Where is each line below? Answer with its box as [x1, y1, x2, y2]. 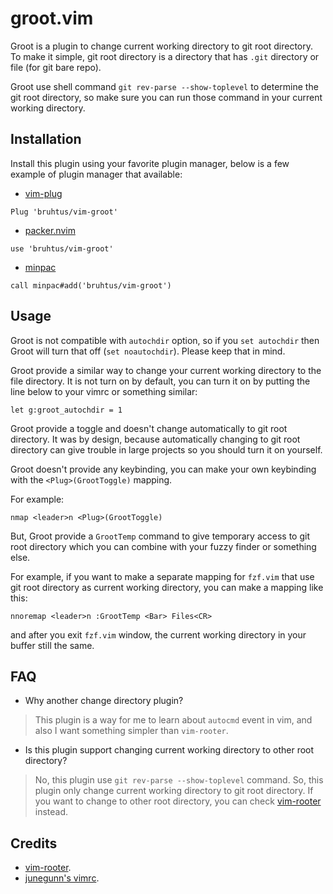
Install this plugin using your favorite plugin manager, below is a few [10, 157, 290, 169]
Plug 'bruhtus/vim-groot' [10, 207, 118, 217]
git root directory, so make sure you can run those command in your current [10, 91, 323, 103]
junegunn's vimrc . [24, 872, 100, 884]
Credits [10, 835, 58, 852]
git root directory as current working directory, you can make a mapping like [10, 581, 324, 593]
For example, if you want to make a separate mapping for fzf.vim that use [10, 570, 315, 582]
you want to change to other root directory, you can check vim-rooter [34, 795, 322, 807]
